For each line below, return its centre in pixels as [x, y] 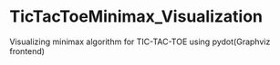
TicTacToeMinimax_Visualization [136, 17]
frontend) [27, 51]
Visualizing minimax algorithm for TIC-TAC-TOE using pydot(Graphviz [140, 42]
